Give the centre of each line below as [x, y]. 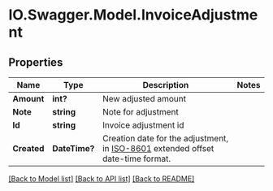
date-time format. [137, 158]
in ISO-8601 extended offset [158, 148]
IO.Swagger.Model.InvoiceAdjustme [133, 15]
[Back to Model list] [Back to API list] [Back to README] [102, 179]
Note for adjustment [141, 112]
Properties [36, 62]
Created [28, 148]
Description [166, 85]
